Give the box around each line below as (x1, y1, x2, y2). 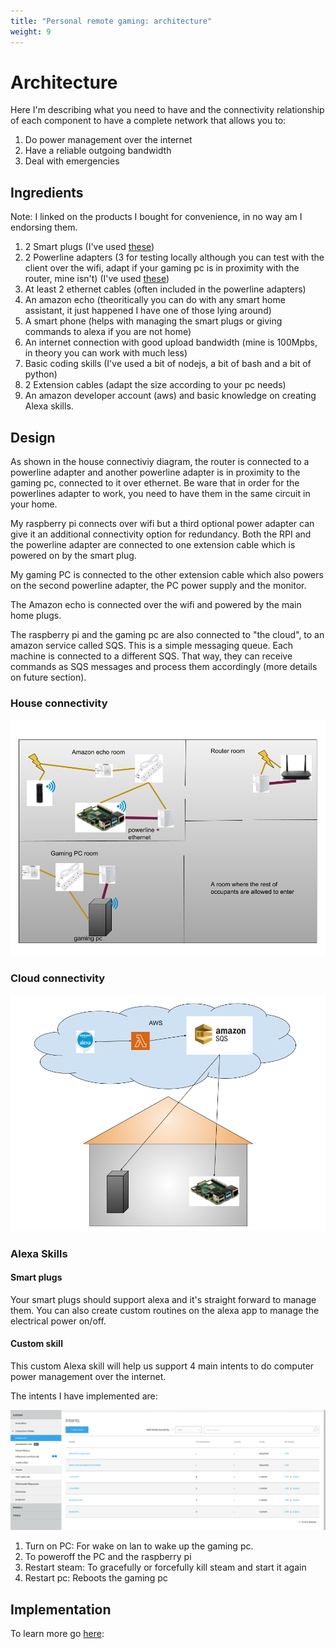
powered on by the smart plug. (10, 550, 137, 562)
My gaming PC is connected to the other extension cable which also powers (10, 569, 324, 581)
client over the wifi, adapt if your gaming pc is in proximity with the (24, 262, 300, 274)
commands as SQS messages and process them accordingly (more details (10, 661, 318, 673)
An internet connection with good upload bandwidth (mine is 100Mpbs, (24, 336, 318, 349)
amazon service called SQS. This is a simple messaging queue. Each (10, 640, 294, 652)
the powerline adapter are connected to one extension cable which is (10, 539, 296, 551)
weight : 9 (10, 26, 52, 37)
